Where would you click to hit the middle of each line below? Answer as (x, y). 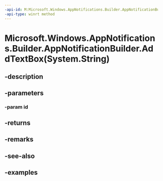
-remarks (19, 139)
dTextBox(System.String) (57, 59)
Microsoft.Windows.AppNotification (80, 38)
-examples (21, 172)
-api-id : (13, 9)
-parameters (24, 93)
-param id (17, 107)
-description (24, 77)
